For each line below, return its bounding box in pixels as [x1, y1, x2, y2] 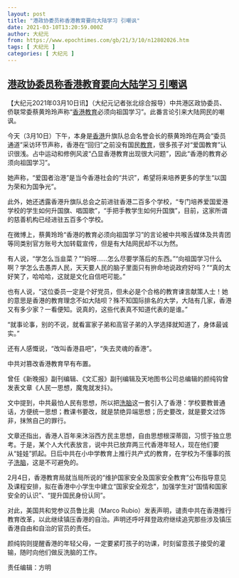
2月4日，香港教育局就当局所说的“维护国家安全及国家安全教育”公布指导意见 [7, 473, 226, 481]
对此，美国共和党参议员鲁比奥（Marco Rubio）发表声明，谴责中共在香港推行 [7, 506, 232, 515]
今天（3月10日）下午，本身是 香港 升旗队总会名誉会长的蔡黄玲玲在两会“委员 [7, 131, 226, 140]
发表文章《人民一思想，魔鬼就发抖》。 [7, 383, 117, 392]
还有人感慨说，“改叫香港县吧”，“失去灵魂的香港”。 [7, 344, 156, 352]
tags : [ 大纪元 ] [7, 43, 55, 51]
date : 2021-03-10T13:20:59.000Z [7, 23, 103, 31]
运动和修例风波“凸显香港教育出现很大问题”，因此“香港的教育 [44, 149, 222, 157]
